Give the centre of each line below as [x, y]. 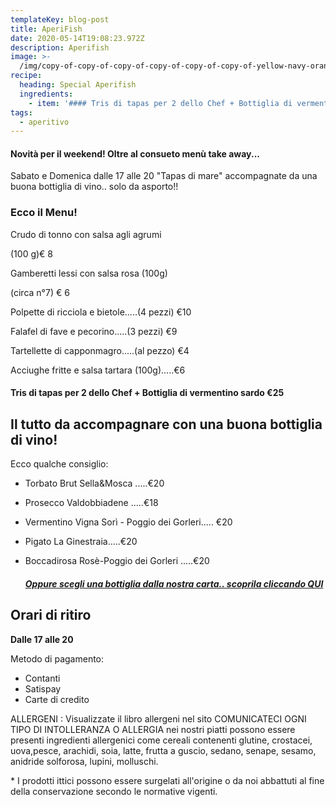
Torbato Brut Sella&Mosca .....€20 [94, 483]
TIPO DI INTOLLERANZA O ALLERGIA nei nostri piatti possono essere [153, 729]
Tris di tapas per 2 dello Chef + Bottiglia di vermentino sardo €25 [147, 393]
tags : [21, 112]
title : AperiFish [46, 29]
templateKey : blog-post [60, 19]
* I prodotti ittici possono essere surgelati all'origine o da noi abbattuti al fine [167, 780]
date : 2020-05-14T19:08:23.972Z [77, 38]
